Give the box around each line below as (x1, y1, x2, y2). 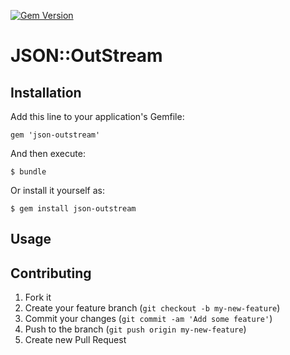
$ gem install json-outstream (10, 204, 137, 214)
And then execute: (10, 148, 86, 159)
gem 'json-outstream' (10, 130, 101, 140)
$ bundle (10, 167, 47, 177)
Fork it (24, 291, 52, 304)
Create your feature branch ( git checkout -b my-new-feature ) (24, 302, 281, 314)
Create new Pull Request (24, 334, 127, 346)
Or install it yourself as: (10, 185, 105, 196)
